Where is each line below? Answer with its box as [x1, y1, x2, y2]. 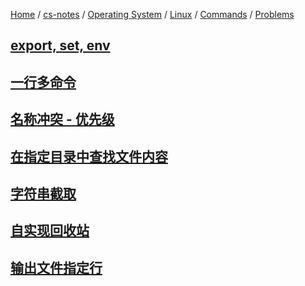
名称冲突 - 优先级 [10, 111, 115, 128]
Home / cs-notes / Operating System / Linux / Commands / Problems [10, 9, 295, 20]
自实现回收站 [10, 222, 90, 239]
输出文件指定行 [10, 259, 103, 276]
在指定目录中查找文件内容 [10, 148, 168, 165]
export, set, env [10, 37, 111, 54]
